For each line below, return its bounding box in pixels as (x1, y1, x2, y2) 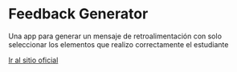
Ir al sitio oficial (8, 55, 59, 65)
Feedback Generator (8, 5, 149, 23)
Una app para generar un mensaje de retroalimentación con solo (8, 31, 223, 41)
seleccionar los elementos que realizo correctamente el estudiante (8, 39, 229, 49)
